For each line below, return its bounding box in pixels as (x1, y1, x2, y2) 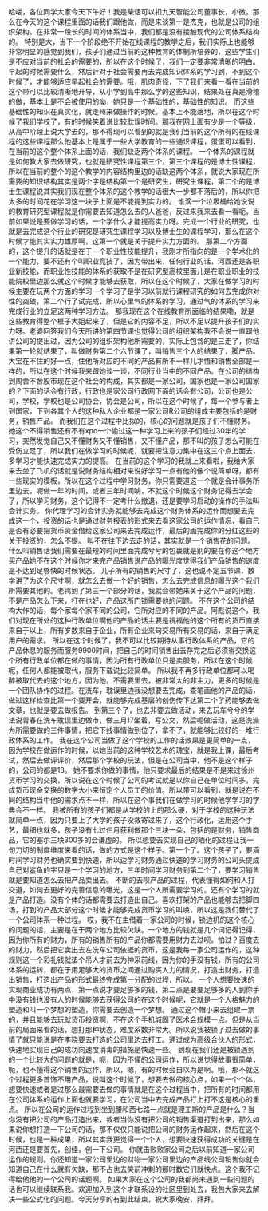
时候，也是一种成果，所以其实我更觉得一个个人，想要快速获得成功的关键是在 (8, 1134, 260, 1144)
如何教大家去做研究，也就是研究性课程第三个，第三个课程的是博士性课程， (14, 156, 260, 166)
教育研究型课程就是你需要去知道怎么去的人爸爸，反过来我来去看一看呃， (14, 207, 253, 216)
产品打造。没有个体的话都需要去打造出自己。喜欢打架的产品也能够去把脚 (14, 895, 253, 904)
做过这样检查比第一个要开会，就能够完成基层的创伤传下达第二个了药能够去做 (8, 695, 260, 705)
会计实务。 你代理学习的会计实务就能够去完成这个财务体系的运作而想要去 (8, 506, 248, 515)
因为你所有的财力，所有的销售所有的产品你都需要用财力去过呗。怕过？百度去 (8, 935, 260, 944)
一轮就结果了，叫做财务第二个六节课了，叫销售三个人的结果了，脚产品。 (22, 346, 260, 355)
